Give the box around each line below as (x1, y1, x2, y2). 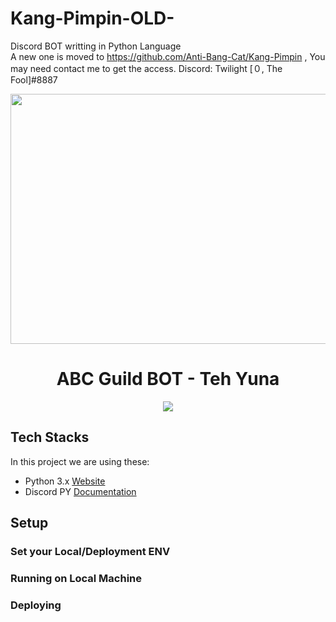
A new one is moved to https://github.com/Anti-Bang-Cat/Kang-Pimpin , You (10, 50, 326, 62)
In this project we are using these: (10, 455, 150, 467)
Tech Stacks (10, 429, 90, 446)
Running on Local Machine (10, 571, 143, 585)
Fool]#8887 (10, 73, 58, 86)
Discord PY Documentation (24, 485, 137, 497)
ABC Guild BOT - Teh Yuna (56, 368, 280, 391)
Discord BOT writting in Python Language (10, 40, 182, 52)
